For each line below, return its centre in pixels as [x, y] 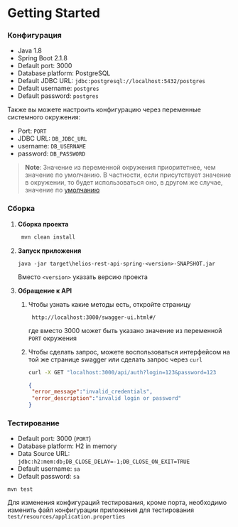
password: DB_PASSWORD [52, 153]
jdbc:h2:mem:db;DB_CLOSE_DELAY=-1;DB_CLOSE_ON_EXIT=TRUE [104, 462]
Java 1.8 [30, 50]
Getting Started [54, 13]
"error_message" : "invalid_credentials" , [92, 392]
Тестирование [34, 423]
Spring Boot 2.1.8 [42, 58]
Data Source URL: [44, 454]
